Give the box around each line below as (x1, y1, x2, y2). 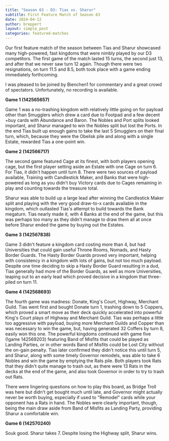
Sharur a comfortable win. (5, 411, 60, 416)
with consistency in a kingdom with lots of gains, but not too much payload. (5, 257, 162, 263)
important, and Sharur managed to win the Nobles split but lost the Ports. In (5, 122, 162, 128)
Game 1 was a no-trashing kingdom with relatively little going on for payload (5, 107, 163, 112)
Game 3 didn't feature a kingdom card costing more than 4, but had (5, 241, 146, 247)
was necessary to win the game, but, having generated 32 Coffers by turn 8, (5, 326, 164, 331)
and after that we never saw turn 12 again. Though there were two (5, 61, 142, 67)
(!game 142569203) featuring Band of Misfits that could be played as (5, 336, 149, 342)
